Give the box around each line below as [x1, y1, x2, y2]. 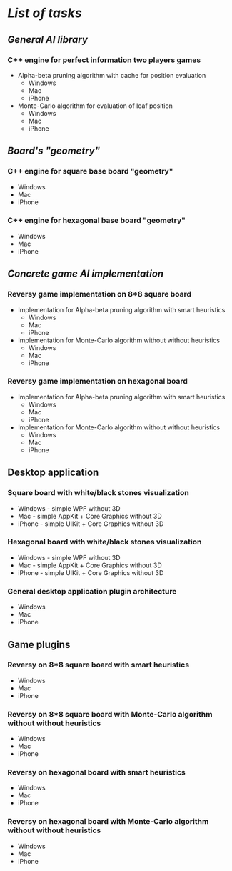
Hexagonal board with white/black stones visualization [7, 537, 202, 547]
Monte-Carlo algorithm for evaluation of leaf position [17, 101, 173, 110]
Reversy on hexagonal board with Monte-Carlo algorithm [7, 817, 209, 827]
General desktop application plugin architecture [7, 586, 177, 596]
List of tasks [7, 5, 82, 21]
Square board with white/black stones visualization [7, 488, 189, 498]
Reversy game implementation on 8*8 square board [7, 289, 191, 299]
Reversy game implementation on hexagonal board [7, 377, 188, 387]
